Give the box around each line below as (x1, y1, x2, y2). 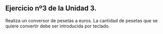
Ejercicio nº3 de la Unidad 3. (5, 4, 97, 13)
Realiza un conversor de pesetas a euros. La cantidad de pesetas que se (5, 17, 158, 23)
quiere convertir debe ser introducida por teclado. (5, 23, 110, 29)
